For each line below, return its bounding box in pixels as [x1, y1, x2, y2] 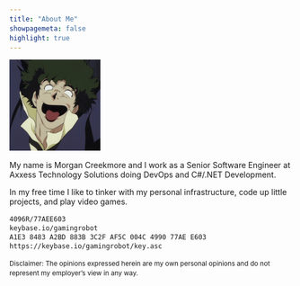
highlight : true [9, 33, 70, 42]
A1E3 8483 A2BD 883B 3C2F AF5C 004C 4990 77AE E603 [9, 233, 207, 242]
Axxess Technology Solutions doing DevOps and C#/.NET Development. [9, 169, 277, 180]
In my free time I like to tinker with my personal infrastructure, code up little [9, 187, 287, 198]
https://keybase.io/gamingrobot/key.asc [9, 242, 163, 251]
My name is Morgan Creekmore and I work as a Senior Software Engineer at [9, 160, 291, 171]
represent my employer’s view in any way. [9, 269, 139, 278]
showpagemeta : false [9, 23, 87, 33]
